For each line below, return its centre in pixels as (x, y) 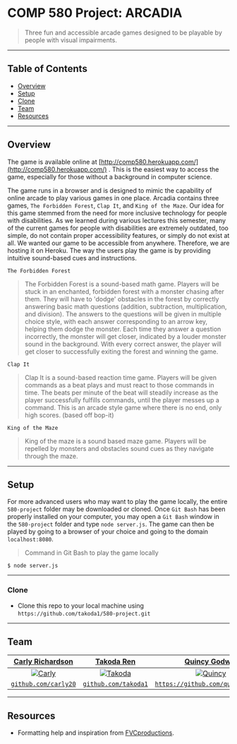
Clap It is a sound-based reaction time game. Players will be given (121, 377)
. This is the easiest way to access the (164, 169)
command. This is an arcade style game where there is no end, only (123, 407)
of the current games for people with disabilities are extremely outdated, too (118, 228)
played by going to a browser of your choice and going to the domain (108, 532)
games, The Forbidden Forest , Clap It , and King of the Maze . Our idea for (116, 205)
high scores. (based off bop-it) (69, 415)
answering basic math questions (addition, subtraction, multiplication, (126, 306)
